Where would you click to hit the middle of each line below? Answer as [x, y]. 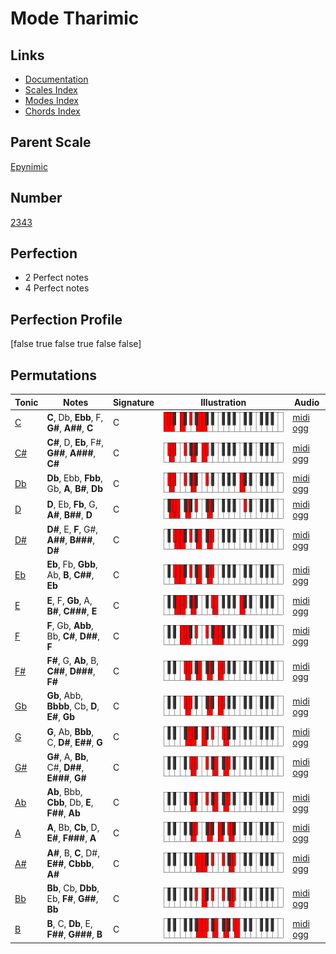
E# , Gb [61, 717]
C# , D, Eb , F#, [75, 443]
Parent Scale [51, 142]
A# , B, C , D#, [73, 853]
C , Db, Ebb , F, [75, 417]
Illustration [223, 402]
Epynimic [29, 166]
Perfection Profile [66, 319]
